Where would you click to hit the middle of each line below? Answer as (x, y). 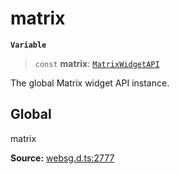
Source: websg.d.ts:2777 (62, 158)
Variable (28, 45)
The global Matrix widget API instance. (90, 83)
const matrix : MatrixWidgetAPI (97, 63)
